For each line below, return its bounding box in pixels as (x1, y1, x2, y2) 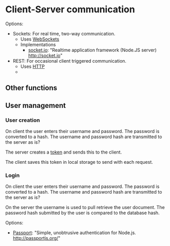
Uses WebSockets (20, 36, 60, 42)
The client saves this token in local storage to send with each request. (5, 159, 153, 165)
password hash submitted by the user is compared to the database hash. (5, 210, 160, 216)
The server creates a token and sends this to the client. (5, 149, 122, 155)
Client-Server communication (5, 4, 135, 15)
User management (5, 101, 66, 110)
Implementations (20, 41, 56, 47)
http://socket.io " (28, 52, 63, 59)
